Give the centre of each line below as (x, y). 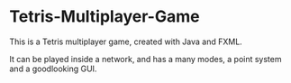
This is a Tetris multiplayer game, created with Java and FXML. (126, 41)
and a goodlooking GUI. (53, 69)
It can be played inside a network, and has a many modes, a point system (145, 59)
